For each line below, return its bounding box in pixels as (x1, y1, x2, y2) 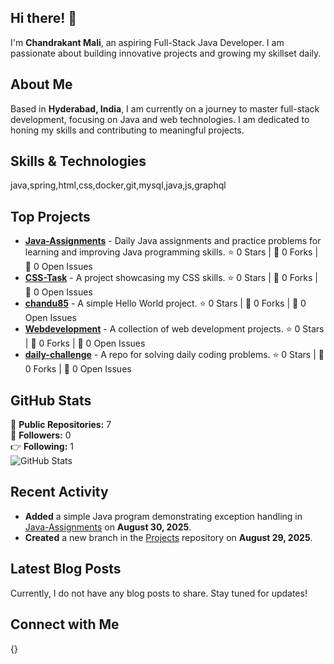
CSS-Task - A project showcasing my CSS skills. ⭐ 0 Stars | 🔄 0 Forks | (24, 272, 318, 284)
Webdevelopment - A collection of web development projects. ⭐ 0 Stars (24, 323, 325, 335)
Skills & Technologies (10, 153, 147, 170)
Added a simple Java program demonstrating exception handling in (24, 510, 303, 522)
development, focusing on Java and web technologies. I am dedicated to (10, 113, 310, 125)
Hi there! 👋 (10, 10, 78, 27)
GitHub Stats (10, 392, 92, 409)
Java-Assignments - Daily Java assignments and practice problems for (24, 235, 322, 247)
